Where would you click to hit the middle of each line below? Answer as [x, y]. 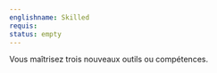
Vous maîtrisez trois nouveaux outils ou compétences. [108, 60]
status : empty [36, 34]
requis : [24, 26]
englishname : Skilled [50, 17]
